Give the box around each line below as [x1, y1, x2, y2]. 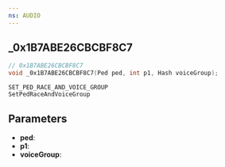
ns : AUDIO [8, 11, 41, 20]
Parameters [8, 112, 68, 125]
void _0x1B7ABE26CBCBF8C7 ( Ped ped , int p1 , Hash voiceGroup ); [8, 69, 219, 78]
